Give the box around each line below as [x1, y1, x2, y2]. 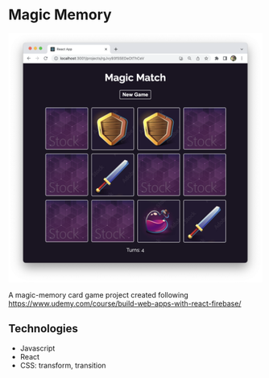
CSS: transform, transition [19, 360, 106, 370]
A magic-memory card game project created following [8, 290, 189, 300]
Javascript [19, 343, 56, 353]
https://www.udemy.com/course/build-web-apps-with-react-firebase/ [8, 299, 242, 309]
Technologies [8, 322, 79, 335]
